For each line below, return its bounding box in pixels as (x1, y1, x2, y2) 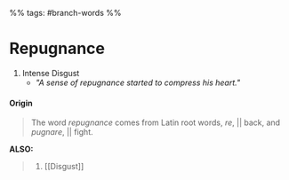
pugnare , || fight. (30, 127, 93, 137)
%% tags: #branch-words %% (9, 8, 122, 18)
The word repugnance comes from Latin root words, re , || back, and (30, 117, 281, 128)
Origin (9, 98, 33, 108)
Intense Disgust (21, 67, 80, 78)
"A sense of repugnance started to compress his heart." (35, 77, 241, 88)
